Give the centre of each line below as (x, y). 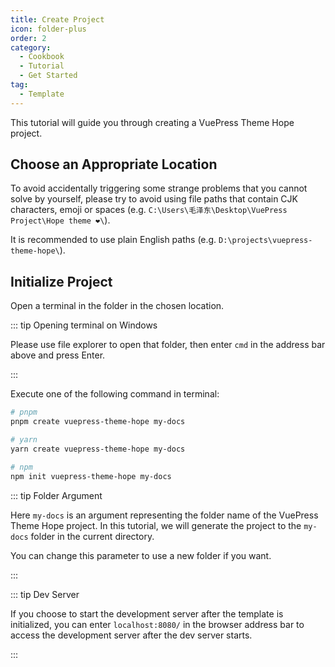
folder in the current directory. (92, 536)
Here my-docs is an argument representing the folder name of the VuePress (164, 515)
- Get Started (48, 76)
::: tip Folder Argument (56, 495)
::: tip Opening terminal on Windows (84, 325)
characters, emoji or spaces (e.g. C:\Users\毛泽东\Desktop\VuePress (149, 210)
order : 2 (28, 38)
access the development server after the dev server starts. (131, 635)
